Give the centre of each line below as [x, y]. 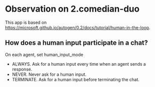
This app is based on [26, 22]
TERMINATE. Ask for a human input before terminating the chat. [76, 79]
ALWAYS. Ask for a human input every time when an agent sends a [79, 64]
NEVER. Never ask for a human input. [49, 74]
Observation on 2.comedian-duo [72, 9]
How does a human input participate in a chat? [77, 43]
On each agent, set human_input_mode [44, 54]
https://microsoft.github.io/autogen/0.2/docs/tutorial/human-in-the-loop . [78, 27]
